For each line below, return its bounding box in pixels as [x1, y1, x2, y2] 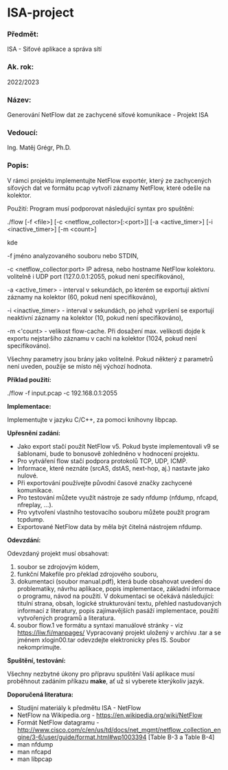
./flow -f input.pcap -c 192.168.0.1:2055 [7, 389, 118, 397]
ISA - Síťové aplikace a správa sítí [7, 45, 102, 53]
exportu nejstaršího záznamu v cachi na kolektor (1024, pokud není [7, 334, 197, 342]
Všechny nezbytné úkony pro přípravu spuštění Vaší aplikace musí [7, 670, 195, 678]
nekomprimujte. [16, 643, 62, 651]
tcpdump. [16, 515, 45, 524]
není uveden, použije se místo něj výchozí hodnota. [7, 362, 152, 370]
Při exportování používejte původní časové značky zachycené [16, 478, 192, 486]
